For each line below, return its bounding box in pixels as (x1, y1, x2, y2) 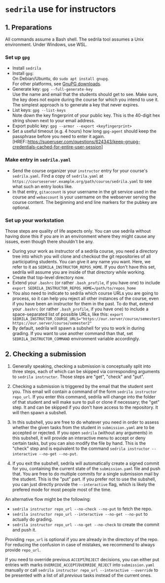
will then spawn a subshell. (12, 409, 67, 415)
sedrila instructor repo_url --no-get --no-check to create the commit (12, 521, 160, 528)
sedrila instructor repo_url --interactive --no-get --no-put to (12, 511, 148, 517)
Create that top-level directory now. (12, 274, 85, 280)
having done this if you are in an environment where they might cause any (5, 233, 155, 239)
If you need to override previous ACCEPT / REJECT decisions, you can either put (5, 556, 160, 562)
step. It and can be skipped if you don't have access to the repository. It (12, 404, 159, 410)
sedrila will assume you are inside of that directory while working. (12, 269, 145, 275)
